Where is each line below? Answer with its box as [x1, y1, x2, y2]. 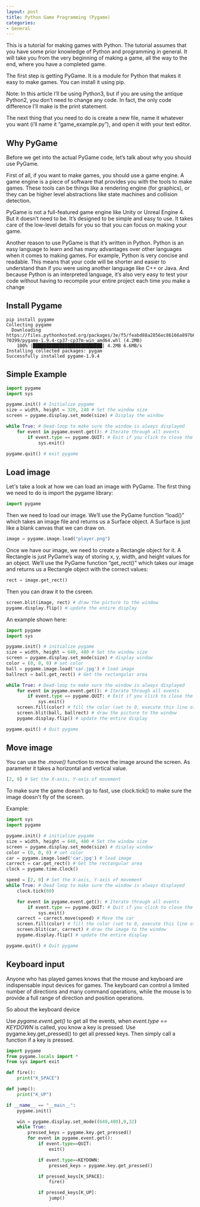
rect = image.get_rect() [6, 577, 68, 583]
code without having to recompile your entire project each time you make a [6, 277, 190, 284]
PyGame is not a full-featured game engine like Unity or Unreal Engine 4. [6, 209, 185, 216]
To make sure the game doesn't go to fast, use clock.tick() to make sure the [6, 787, 192, 794]
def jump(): [6, 1086, 36, 1092]
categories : [6, 20, 36, 26]
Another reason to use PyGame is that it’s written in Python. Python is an [6, 239, 184, 246]
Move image [6, 743, 53, 753]
